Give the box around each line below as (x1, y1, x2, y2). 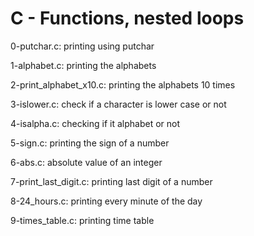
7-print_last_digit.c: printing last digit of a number (10, 175, 213, 187)
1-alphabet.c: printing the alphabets (10, 59, 157, 71)
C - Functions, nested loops (10, 7, 245, 30)
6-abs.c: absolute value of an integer (10, 156, 163, 168)
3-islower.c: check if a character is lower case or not (10, 98, 227, 110)
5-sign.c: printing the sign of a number (10, 137, 170, 149)
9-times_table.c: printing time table (10, 214, 155, 226)
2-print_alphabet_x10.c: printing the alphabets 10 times (10, 78, 236, 91)
